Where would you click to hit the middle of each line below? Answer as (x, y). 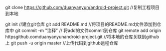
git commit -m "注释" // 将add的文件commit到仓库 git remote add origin (88, 30)
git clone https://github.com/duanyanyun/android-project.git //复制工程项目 (82, 7)
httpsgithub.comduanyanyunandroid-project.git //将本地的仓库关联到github (82, 37)
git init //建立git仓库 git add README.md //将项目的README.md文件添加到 (81, 24)
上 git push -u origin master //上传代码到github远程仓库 (62, 43)
